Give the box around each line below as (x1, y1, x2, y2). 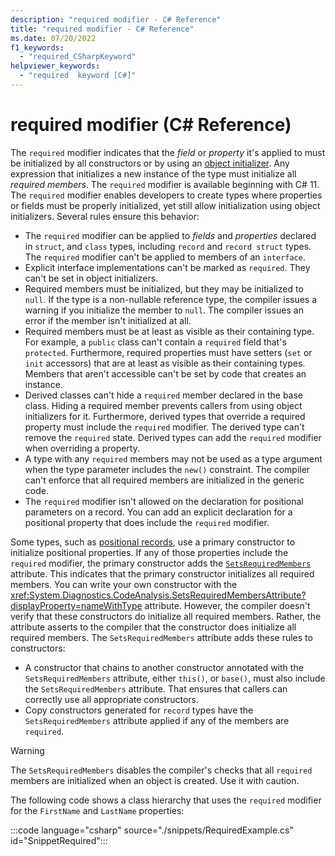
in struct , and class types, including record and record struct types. (24, 240, 312, 252)
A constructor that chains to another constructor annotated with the (24, 661, 304, 673)
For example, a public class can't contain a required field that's (24, 336, 287, 348)
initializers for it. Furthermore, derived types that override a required (24, 410, 306, 422)
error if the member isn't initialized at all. (24, 314, 192, 326)
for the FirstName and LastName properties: (10, 804, 185, 816)
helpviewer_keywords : (10, 61, 101, 71)
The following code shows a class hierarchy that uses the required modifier (10, 794, 322, 806)
